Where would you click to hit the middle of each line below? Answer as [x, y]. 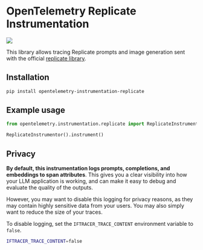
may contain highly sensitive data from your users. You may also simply [95, 206]
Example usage [36, 110]
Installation [28, 78]
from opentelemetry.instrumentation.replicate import [76, 124]
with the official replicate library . [46, 58]
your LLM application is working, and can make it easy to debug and [91, 181]
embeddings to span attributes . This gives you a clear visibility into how [97, 175]
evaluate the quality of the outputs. [50, 187]
